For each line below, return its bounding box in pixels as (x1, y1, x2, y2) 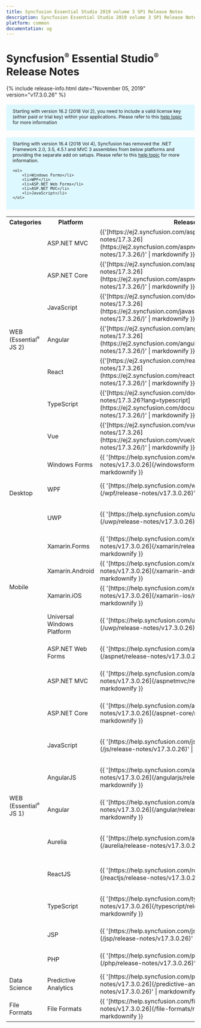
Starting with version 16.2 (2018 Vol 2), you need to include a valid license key (13, 108, 181, 114)
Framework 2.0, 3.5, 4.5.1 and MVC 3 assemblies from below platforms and (13, 146, 175, 153)
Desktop (9, 489, 33, 497)
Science (9, 983, 32, 991)
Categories (9, 218, 42, 226)
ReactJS (47, 869, 71, 878)
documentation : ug (6, 25, 52, 32)
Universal (47, 612, 74, 620)
